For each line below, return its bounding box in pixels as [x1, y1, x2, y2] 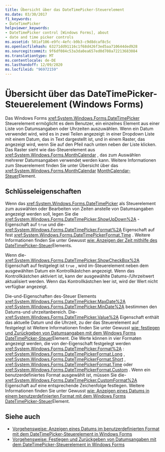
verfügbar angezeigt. [5, 283, 48, 289]
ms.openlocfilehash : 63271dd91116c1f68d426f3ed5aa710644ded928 [5, 44, 138, 49]
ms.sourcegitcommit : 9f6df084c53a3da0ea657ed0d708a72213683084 [5, 48, 138, 53]
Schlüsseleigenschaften [5, 187, 81, 196]
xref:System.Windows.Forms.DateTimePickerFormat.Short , [5, 356, 126, 362]
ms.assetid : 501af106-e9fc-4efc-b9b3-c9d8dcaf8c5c [5, 40, 111, 45]
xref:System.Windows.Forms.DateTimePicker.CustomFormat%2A [5, 377, 137, 383]
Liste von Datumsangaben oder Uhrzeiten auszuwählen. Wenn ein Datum [5, 126, 154, 132]
